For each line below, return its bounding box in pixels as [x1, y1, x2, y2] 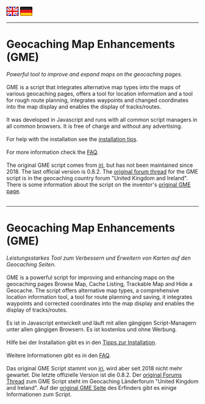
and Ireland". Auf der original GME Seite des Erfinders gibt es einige [6, 384, 177, 391]
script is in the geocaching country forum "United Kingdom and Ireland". [6, 174, 188, 182]
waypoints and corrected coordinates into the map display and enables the [6, 299, 195, 307]
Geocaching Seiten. [6, 260, 56, 268]
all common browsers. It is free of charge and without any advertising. [6, 122, 183, 130]
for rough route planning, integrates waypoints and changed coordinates [6, 96, 189, 104]
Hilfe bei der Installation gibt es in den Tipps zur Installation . [6, 339, 157, 346]
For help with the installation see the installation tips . [6, 135, 138, 142]
